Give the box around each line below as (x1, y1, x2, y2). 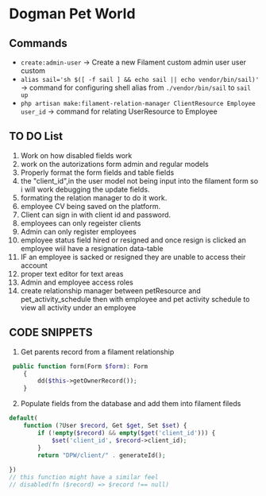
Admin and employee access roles (20, 277, 134, 287)
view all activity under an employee (20, 303, 137, 312)
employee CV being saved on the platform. (20, 201, 161, 211)
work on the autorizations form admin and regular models (20, 159, 209, 169)
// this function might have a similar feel (9, 474, 159, 482)
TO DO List (9, 130, 63, 143)
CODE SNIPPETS (9, 326, 93, 339)
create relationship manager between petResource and (20, 285, 201, 295)
